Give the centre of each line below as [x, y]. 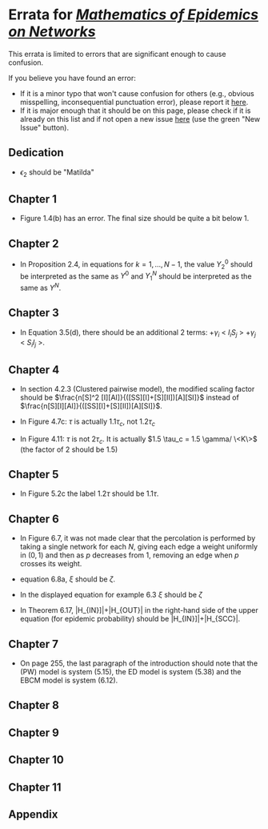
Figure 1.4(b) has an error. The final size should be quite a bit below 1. [134, 219]
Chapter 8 [34, 705]
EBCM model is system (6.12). [69, 680]
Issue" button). [44, 127]
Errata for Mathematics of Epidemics [133, 15]
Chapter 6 [34, 519]
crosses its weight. [51, 564]
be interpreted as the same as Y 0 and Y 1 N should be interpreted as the [136, 276]
